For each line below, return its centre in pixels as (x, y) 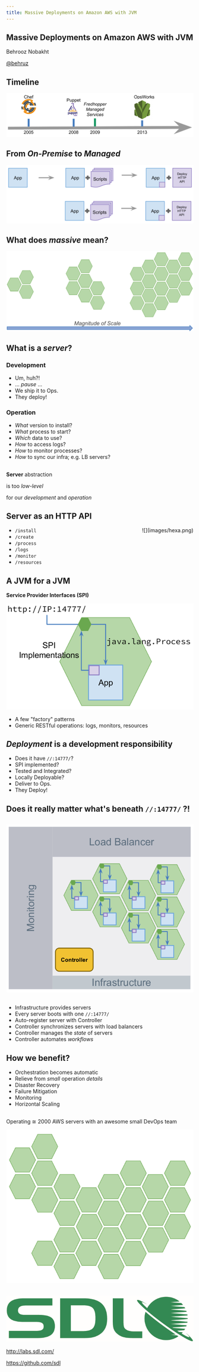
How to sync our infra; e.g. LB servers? (63, 457)
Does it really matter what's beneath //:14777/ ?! (98, 808)
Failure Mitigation (36, 1091)
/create (24, 537)
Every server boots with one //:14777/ (62, 1014)
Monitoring (28, 1098)
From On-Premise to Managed (63, 154)
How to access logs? (40, 445)
